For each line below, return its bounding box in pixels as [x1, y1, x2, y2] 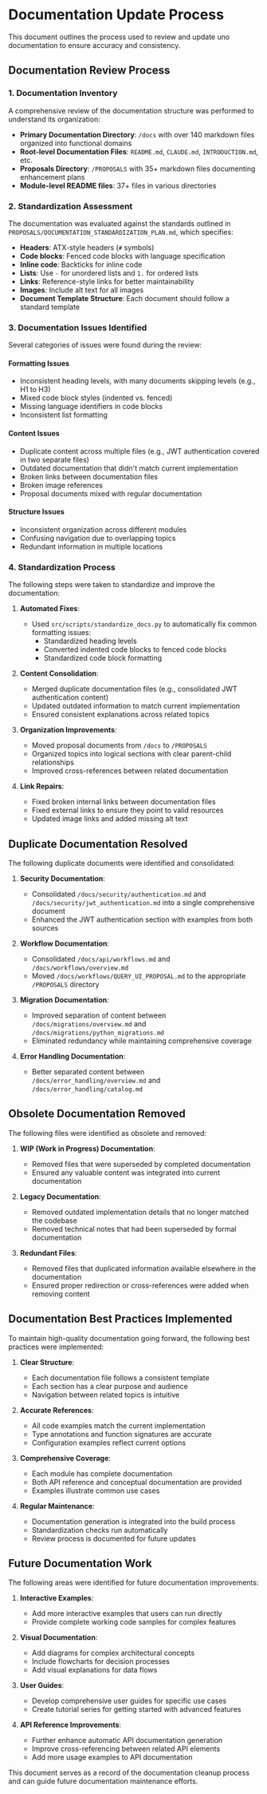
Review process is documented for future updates [31, 1534, 197, 1543]
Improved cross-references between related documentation [31, 766, 229, 776]
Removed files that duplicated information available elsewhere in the [31, 1264, 257, 1273]
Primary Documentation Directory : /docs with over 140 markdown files [19, 129, 255, 139]
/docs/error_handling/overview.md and [31, 1075, 161, 1085]
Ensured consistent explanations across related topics [31, 709, 210, 720]
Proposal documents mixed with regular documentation [19, 489, 202, 498]
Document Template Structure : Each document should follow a [19, 293, 230, 303]
